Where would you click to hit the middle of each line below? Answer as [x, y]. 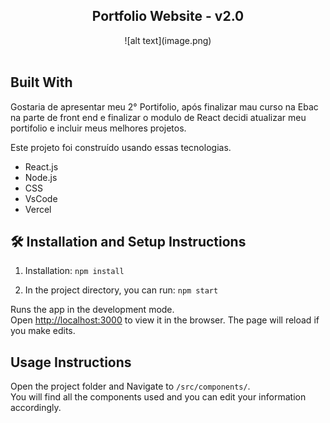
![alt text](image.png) [168, 40]
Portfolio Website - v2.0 [168, 16]
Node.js [41, 177]
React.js [41, 166]
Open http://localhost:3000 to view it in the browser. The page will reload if [165, 320]
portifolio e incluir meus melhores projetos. [98, 128]
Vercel [38, 209]
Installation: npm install [74, 271]
